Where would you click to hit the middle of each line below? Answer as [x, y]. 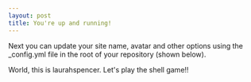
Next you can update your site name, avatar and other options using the [126, 45]
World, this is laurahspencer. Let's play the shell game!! [98, 69]
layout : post [30, 16]
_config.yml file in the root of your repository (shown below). [107, 54]
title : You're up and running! [60, 23]
